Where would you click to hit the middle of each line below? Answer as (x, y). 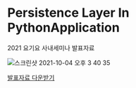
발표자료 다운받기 (31, 78)
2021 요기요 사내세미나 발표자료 (51, 47)
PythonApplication (63, 28)
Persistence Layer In (68, 13)
